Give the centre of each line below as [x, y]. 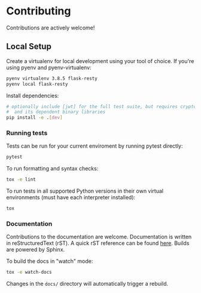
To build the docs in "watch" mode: [50, 261]
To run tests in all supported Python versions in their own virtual [85, 191]
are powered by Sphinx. [36, 250]
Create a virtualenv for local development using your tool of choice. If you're [100, 61]
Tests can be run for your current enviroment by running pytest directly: [95, 146]
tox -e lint [21, 180]
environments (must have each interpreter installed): [71, 198]
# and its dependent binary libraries [56, 112]
